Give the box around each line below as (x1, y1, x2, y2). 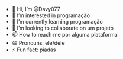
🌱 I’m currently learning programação (11, 18, 103, 25)
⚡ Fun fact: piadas (11, 46, 56, 53)
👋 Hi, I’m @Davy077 (11, 6, 60, 12)
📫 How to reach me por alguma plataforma (11, 31, 118, 38)
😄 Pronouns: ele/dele (11, 40, 65, 47)
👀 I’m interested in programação (11, 12, 90, 19)
